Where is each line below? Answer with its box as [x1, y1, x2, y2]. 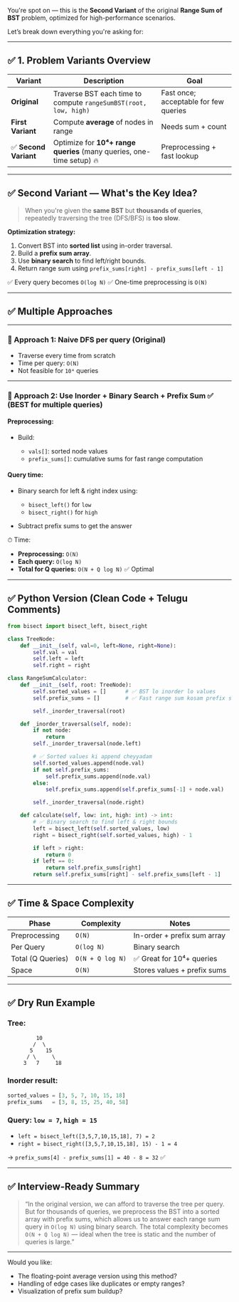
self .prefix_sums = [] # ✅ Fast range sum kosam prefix [33, 694, 225, 702]
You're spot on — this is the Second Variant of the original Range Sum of [7, 6, 223, 14]
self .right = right [33, 662, 91, 669]
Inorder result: [7, 1076, 58, 1086]
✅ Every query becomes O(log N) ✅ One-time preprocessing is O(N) [7, 278, 208, 286]
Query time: [7, 471, 44, 479]
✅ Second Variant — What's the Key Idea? [7, 187, 198, 199]
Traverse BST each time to [53, 88, 142, 98]
